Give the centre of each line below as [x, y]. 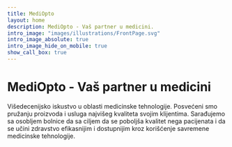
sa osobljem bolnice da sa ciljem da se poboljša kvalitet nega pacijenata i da [116, 121]
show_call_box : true [37, 53]
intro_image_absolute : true [48, 40]
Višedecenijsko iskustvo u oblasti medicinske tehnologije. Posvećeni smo [113, 106]
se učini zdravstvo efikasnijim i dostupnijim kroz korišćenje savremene [108, 128]
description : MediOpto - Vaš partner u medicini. [81, 26]
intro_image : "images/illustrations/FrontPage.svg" [84, 33]
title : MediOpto [31, 14]
